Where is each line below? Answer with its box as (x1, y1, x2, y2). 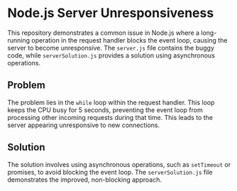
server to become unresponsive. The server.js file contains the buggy (7, 43, 215, 52)
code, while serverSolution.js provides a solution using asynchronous (7, 51, 215, 60)
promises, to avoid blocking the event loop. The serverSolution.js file (7, 168, 213, 176)
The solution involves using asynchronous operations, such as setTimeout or (7, 160, 231, 168)
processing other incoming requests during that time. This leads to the (7, 113, 213, 121)
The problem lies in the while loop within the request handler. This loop (7, 98, 215, 107)
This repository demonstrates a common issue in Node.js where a (7, 28, 200, 37)
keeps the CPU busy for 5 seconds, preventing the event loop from (7, 105, 204, 114)
